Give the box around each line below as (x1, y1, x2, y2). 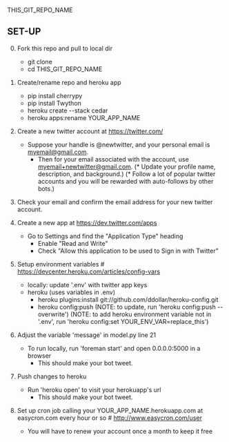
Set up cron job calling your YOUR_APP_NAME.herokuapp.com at (17, 406, 203, 414)
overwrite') (37, 310, 69, 318)
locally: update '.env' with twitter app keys (27, 280, 148, 289)
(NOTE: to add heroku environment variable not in (70, 310, 212, 318)
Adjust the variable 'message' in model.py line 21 (17, 331, 157, 339)
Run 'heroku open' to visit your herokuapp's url (27, 385, 161, 394)
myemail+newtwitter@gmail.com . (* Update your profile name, (37, 162, 216, 171)
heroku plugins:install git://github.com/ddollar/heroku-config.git (37, 295, 219, 303)
